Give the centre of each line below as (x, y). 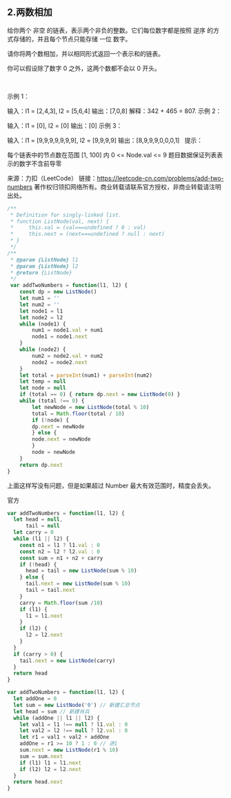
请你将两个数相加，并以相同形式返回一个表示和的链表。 (86, 53)
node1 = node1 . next (60, 337)
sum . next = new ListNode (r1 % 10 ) (69, 750)
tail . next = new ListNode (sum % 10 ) (78, 584)
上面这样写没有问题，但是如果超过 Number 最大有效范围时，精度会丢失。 (111, 486)
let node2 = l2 (41, 317)
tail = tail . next (50, 590)
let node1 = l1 (41, 311)
